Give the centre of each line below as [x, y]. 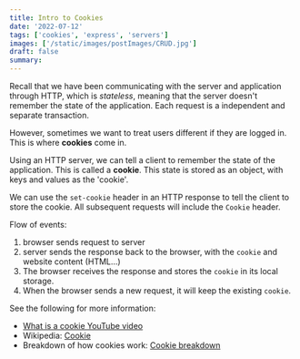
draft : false [34, 52]
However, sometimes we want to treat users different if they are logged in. [148, 133]
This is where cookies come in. [68, 143]
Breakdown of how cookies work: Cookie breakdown [121, 345]
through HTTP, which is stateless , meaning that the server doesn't [134, 96]
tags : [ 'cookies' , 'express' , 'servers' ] [89, 35]
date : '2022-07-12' [46, 26]
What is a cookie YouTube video [83, 326]
